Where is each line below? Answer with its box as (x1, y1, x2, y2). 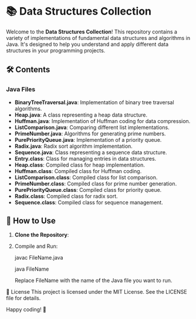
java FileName (14, 265, 49, 273)
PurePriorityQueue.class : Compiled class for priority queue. (14, 186, 162, 193)
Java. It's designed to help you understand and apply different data (6, 41, 169, 48)
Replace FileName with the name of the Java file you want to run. (14, 277, 173, 284)
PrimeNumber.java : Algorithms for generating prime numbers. (14, 130, 166, 137)
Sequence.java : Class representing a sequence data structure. (14, 148, 167, 156)
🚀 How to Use (6, 216, 56, 226)
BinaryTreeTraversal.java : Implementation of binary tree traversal (14, 98, 174, 106)
